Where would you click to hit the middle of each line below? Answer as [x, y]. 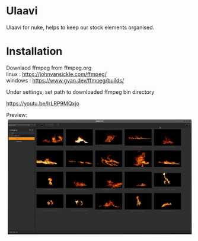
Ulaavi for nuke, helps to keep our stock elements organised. [80, 27]
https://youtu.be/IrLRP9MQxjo [43, 103]
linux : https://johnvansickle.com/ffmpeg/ [56, 74]
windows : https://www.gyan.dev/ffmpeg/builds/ [65, 80]
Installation [34, 51]
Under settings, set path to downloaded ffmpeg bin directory [80, 92]
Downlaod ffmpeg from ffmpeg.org [49, 68]
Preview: [17, 115]
